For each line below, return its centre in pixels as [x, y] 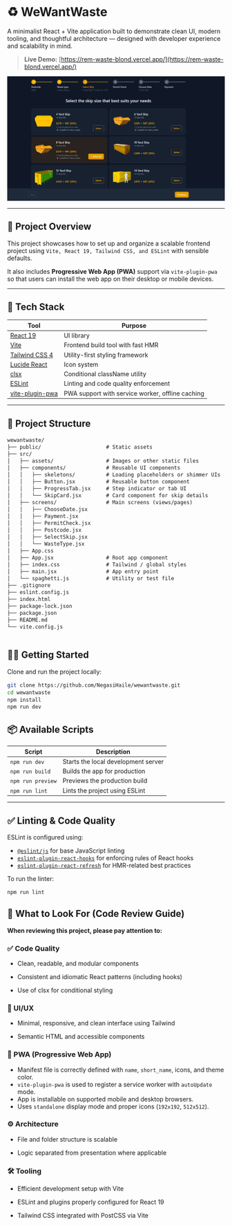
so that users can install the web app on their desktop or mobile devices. [110, 279]
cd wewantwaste [29, 692]
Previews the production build [105, 781]
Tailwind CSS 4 [32, 355]
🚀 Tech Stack [36, 307]
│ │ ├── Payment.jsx [43, 517]
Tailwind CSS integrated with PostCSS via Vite [83, 1216]
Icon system [81, 364]
